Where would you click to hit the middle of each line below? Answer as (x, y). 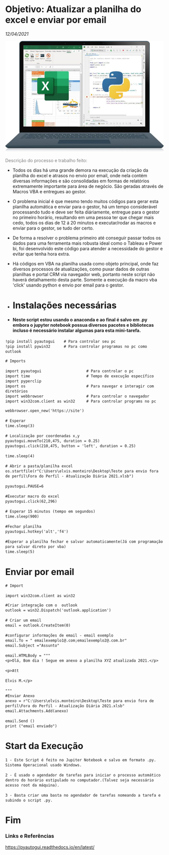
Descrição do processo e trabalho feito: (46, 160)
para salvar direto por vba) (36, 547)
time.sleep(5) (20, 552)
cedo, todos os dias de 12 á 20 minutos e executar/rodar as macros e (84, 223)
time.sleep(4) (20, 456)
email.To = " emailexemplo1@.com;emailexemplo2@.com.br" (66, 640)
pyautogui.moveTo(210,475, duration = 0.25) (53, 441)
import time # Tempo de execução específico (80, 376)
